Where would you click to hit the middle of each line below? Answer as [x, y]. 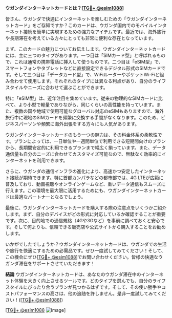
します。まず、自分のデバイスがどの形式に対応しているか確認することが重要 [85, 214]
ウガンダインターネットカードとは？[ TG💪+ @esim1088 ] [65, 8]
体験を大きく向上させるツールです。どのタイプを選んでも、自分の [83, 281]
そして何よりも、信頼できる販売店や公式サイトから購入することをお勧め [90, 227]
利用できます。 [52, 160]
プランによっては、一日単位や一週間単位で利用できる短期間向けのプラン [90, 141]
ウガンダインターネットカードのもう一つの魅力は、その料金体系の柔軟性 [81, 135]
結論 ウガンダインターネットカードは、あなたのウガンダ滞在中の [73, 274]
